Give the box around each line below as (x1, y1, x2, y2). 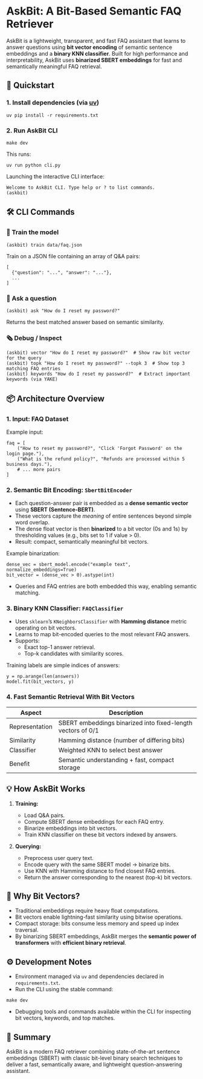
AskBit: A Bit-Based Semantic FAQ (6, 4, 182, 18)
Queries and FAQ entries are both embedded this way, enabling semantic (14, 582, 198, 590)
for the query (6, 355, 42, 361)
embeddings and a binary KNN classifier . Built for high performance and (6, 50, 188, 57)
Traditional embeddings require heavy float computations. (14, 907, 159, 914)
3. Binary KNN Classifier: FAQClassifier (6, 604, 124, 613)
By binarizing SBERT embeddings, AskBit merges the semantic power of (14, 933, 197, 940)
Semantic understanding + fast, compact (58, 755, 174, 764)
